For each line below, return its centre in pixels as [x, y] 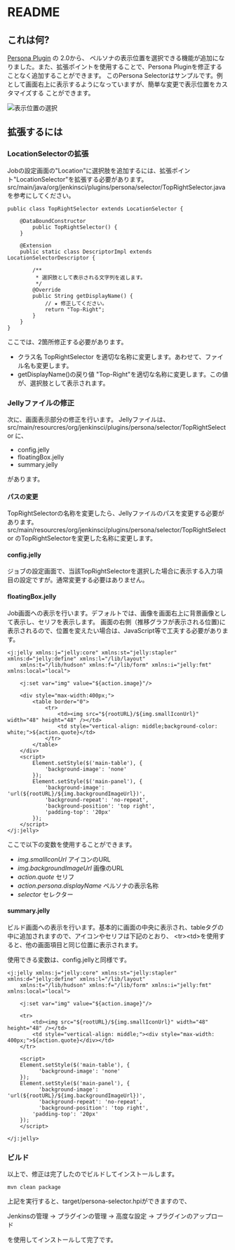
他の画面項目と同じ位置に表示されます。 [84, 944]
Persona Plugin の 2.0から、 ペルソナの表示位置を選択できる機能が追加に [113, 58]
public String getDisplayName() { [83, 296]
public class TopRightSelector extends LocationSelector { [95, 209]
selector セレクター [45, 894]
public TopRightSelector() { [75, 227]
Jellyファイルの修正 [41, 402]
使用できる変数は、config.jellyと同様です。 [69, 959]
